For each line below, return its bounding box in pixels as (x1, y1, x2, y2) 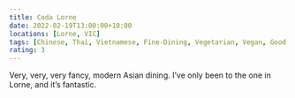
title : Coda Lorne (9, 12, 77, 22)
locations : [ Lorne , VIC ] (9, 29, 101, 38)
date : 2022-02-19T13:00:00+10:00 (9, 21, 132, 30)
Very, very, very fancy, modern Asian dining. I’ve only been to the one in (9, 70, 271, 80)
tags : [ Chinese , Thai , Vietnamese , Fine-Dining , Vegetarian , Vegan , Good (9, 37, 287, 47)
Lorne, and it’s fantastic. (9, 79, 97, 90)
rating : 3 (9, 46, 46, 55)
